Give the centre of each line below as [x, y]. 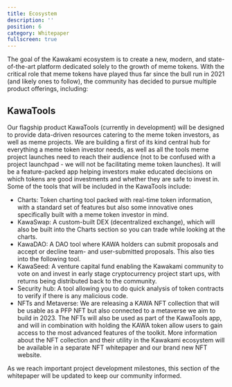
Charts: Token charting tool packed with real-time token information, [115, 199]
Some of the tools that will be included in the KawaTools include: [99, 186]
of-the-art [21, 67]
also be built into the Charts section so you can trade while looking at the [121, 229]
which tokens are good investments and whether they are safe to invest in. [113, 179]
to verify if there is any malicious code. [72, 295]
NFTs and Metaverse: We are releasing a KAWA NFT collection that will [118, 303]
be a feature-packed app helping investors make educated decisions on [110, 172]
